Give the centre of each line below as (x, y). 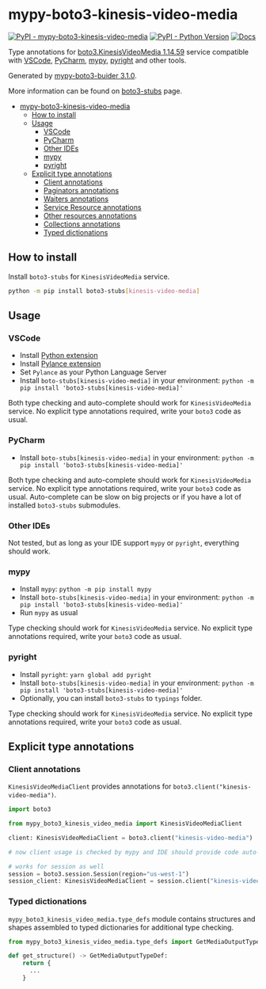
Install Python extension (59, 356)
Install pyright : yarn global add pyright (85, 674)
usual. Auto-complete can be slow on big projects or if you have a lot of (125, 496)
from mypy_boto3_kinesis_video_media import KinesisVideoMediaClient (125, 824)
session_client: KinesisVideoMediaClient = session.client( (110, 881)
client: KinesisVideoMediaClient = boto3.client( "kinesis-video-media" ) (131, 838)
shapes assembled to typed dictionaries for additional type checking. (121, 927)
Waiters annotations (76, 199)
